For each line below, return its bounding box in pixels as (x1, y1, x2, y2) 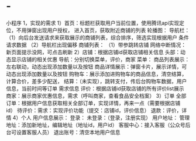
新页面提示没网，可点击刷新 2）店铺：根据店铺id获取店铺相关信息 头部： (6, 48, 181, 55)
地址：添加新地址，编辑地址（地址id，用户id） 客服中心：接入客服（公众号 (6, 121, 185, 128)
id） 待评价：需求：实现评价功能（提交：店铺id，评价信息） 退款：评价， (6, 107, 182, 114)
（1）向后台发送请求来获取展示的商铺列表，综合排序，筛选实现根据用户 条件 (6, 34, 189, 41)
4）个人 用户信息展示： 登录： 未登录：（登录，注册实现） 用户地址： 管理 (12, 114, 190, 121)
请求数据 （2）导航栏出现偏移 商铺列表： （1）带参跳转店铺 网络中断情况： (6, 41, 186, 48)
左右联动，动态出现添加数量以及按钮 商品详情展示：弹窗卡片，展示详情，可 (6, 63, 187, 70)
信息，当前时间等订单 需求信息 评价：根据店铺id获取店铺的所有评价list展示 (6, 84, 184, 92)
